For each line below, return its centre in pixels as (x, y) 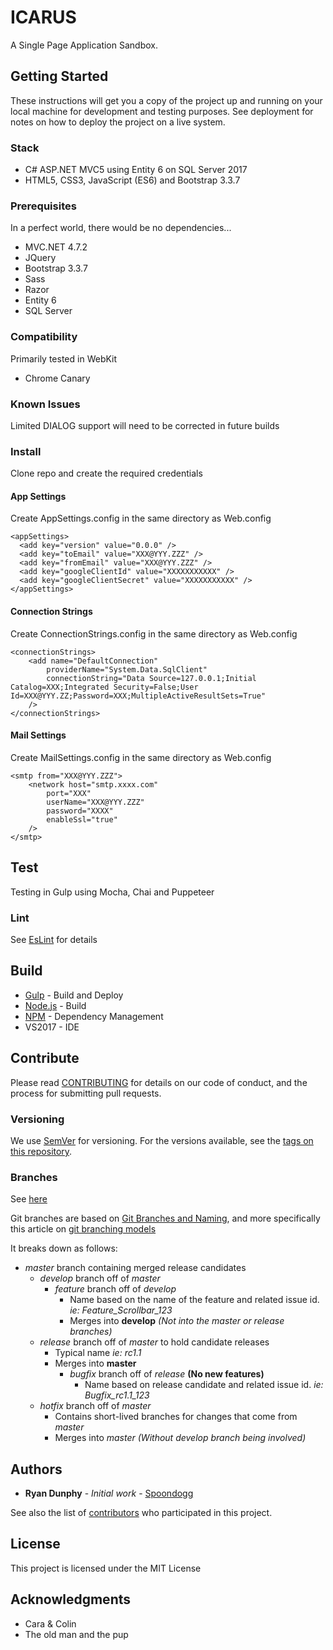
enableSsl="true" (82, 819)
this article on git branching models (83, 1229)
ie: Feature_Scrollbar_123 (121, 1310)
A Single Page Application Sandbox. (84, 45)
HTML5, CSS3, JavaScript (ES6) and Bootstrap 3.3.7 (132, 180)
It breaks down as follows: (64, 1248)
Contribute (45, 1058)
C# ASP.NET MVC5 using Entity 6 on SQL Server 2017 (136, 170)
